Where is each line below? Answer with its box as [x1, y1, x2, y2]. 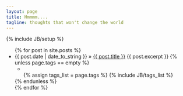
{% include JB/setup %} [6, 36, 64, 43]
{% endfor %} [14, 84, 48, 91]
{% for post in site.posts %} [14, 47, 82, 54]
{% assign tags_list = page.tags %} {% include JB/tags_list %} [23, 71, 174, 79]
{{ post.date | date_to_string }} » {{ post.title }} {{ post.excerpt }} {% [14, 53, 178, 60]
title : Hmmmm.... [6, 14, 48, 20]
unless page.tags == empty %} [14, 59, 90, 66]
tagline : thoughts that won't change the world [6, 19, 124, 25]
